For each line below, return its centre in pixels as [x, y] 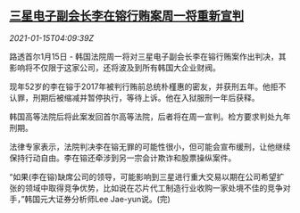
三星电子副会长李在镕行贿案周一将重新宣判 [126, 16]
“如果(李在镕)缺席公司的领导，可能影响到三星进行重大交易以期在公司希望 [143, 176]
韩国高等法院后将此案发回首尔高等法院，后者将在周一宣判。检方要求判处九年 [150, 116]
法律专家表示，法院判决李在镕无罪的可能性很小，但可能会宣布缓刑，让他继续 [150, 146]
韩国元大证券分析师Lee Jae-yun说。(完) [98, 199]
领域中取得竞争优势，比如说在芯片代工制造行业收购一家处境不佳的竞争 [154, 188]
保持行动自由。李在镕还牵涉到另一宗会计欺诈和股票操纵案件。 [123, 158]
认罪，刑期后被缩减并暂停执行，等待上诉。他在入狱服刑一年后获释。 [134, 97]
